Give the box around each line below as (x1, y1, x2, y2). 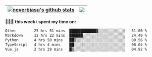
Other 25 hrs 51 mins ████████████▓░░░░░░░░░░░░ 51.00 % (5, 28, 148, 33)
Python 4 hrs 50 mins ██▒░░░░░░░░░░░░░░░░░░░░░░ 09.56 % (5, 37, 148, 43)
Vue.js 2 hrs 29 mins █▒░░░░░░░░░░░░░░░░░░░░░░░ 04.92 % (5, 47, 148, 52)
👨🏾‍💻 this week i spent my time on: (5, 19, 77, 24)
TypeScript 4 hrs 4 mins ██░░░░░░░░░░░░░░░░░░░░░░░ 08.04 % (5, 42, 148, 47)
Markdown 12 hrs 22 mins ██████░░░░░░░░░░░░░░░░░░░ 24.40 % (5, 33, 148, 38)
